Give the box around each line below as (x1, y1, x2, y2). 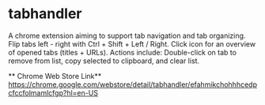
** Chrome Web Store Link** (8, 71, 102, 81)
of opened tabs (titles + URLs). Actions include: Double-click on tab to (8, 47, 237, 57)
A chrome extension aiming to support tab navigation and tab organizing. (8, 31, 246, 40)
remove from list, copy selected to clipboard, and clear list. (8, 56, 200, 66)
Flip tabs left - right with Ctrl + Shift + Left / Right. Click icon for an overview (8, 39, 256, 48)
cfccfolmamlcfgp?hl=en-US (8, 88, 99, 97)
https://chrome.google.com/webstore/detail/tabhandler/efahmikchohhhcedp (8, 80, 257, 89)
